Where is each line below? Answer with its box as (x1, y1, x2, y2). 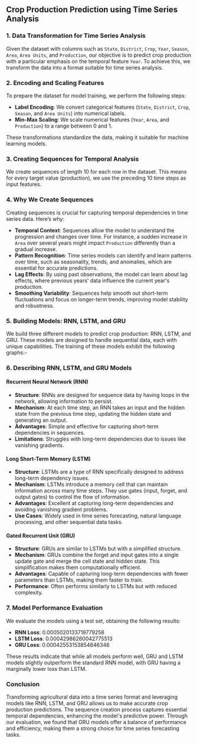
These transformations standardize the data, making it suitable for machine (6, 133, 189, 141)
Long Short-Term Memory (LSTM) (6, 455, 91, 462)
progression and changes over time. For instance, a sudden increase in (14, 233, 188, 240)
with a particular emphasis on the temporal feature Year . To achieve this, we (6, 57, 191, 64)
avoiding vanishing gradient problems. (14, 506, 108, 513)
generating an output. (14, 416, 68, 423)
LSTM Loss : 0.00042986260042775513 (14, 635, 113, 642)
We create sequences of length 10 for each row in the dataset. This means (6, 168, 187, 175)
